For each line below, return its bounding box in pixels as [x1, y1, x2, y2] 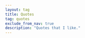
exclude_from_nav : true [5, 21, 54, 26]
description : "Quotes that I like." [5, 26, 81, 31]
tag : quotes [5, 16, 30, 21]
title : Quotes [5, 12, 35, 17]
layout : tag [5, 7, 30, 12]
